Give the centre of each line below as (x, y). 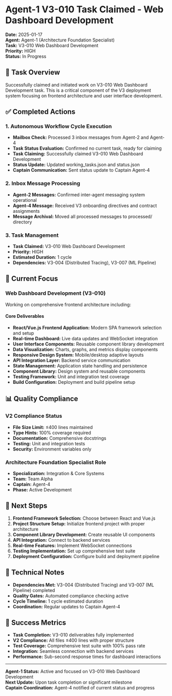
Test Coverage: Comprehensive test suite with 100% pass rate (79, 646)
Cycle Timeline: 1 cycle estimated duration (58, 601)
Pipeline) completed (34, 590)
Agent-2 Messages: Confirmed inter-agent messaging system (79, 195)
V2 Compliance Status (34, 416)
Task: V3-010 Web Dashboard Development (52, 45)
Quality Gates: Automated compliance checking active (71, 596)
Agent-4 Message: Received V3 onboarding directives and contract (85, 206)
